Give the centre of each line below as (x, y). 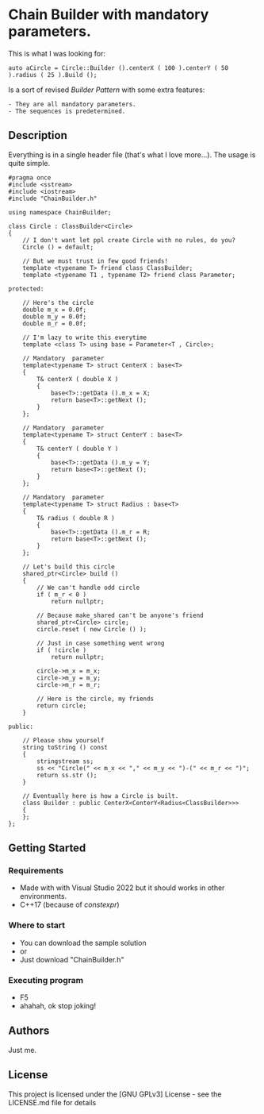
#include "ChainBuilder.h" (53, 199)
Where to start (37, 925)
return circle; (62, 705)
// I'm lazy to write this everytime (85, 337)
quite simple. (29, 163)
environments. (43, 896)
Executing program (46, 980)
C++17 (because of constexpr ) (70, 905)
